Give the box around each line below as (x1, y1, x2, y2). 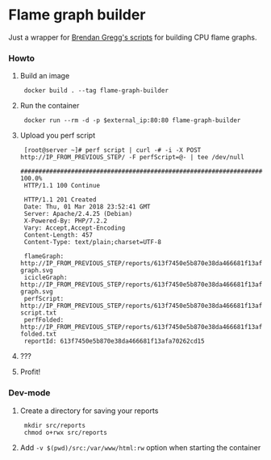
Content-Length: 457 (23, 231, 93, 239)
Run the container (19, 101, 80, 111)
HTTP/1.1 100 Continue (23, 182, 101, 190)
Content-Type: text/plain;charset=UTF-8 (23, 238, 162, 247)
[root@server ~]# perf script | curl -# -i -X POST (23, 146, 202, 154)
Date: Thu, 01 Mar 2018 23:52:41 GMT (23, 203, 151, 211)
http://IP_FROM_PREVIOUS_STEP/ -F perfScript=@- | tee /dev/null (19, 154, 244, 162)
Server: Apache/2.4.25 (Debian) (23, 210, 133, 218)
